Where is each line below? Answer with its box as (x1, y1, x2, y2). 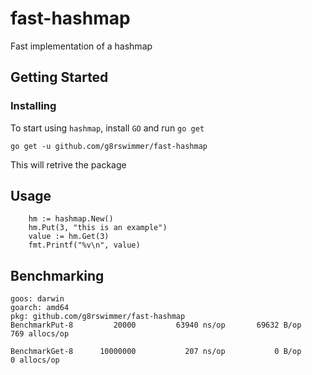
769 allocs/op (10, 329, 70, 339)
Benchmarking (10, 267, 105, 284)
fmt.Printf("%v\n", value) (28, 240, 141, 251)
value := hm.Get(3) (28, 232, 110, 242)
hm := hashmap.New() (28, 214, 114, 224)
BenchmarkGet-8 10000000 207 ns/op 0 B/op (10, 347, 302, 357)
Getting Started (10, 69, 109, 86)
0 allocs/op (10, 355, 60, 366)
